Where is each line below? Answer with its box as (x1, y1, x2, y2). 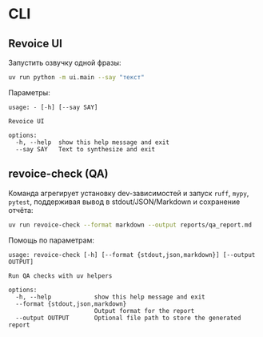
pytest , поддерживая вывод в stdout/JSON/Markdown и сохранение (8, 197, 241, 207)
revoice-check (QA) (8, 167, 110, 181)
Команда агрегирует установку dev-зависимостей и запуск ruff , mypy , (8, 188, 249, 198)
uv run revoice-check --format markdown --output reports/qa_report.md (8, 221, 252, 229)
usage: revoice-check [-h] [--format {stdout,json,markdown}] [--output (8, 251, 256, 259)
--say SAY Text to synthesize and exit (15, 145, 156, 153)
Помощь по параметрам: (8, 235, 94, 245)
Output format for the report (94, 307, 195, 315)
